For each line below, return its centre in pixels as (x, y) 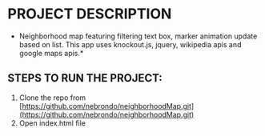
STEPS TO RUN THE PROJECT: (85, 78)
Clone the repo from (52, 98)
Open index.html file (52, 123)
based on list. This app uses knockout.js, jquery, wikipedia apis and (130, 44)
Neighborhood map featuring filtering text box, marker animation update (138, 36)
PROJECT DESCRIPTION (90, 14)
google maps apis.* (51, 53)
